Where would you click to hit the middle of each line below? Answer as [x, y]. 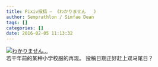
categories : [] [25, 28]
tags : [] [17, 22]
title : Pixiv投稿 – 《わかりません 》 [52, 11]
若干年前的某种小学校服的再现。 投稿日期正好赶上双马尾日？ [80, 58]
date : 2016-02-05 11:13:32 [39, 33]
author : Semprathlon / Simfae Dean [50, 17]
